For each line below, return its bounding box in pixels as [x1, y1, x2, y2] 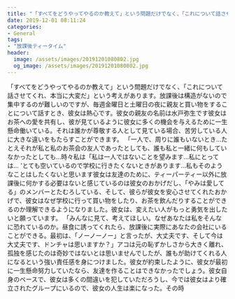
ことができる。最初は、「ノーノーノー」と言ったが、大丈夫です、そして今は [7, 231, 224, 239]
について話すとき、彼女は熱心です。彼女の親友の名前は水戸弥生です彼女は [13, 109, 227, 117]
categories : [7, 23, 42, 30]
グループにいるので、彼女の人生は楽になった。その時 [31, 284, 185, 292]
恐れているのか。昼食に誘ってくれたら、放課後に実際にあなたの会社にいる [13, 222, 227, 231]
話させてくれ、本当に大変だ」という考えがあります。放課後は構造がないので [7, 91, 227, 99]
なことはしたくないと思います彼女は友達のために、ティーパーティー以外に [7, 169, 221, 179]
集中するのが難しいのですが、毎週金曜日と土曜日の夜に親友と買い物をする [7, 99, 222, 109]
